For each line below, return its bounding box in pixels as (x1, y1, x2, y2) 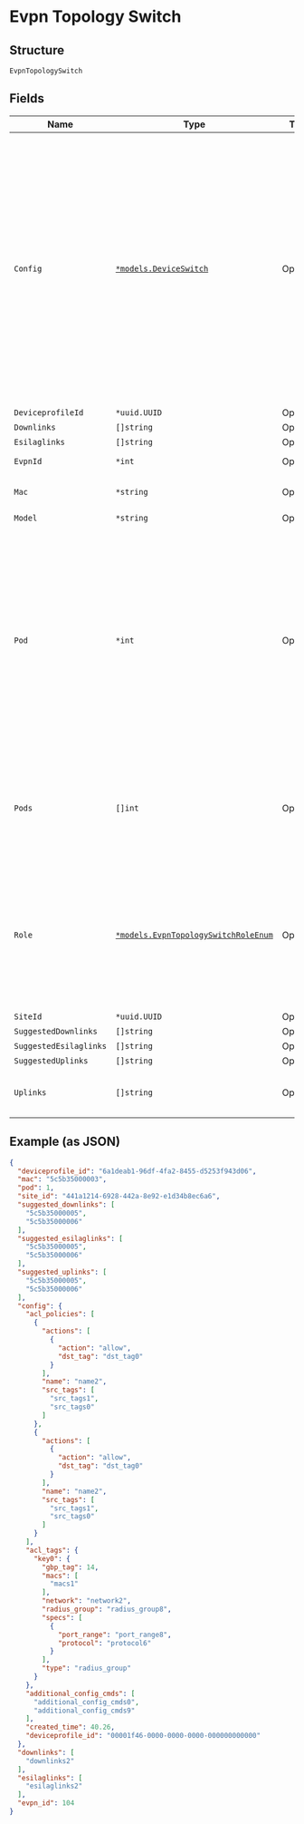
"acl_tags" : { (25, 1546, 79, 1555)
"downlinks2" (25, 1756, 75, 1765)
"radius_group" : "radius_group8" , (42, 1605, 172, 1614)
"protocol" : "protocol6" (57, 1638, 152, 1647)
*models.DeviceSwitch (115, 263, 209, 274)
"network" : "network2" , (42, 1596, 131, 1606)
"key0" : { (33, 1554, 71, 1563)
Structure (9, 43, 65, 58)
